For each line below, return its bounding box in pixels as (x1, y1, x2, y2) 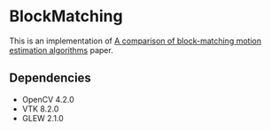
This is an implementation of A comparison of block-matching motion (9, 35, 262, 46)
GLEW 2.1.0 (21, 112, 64, 123)
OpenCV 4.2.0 (21, 94, 74, 104)
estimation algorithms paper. (9, 44, 113, 55)
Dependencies (9, 71, 91, 86)
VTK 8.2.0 (21, 104, 59, 114)
